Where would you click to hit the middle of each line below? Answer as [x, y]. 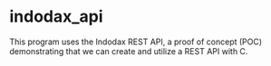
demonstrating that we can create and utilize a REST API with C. [129, 51]
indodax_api [56, 17]
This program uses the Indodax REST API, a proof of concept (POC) [136, 42]
